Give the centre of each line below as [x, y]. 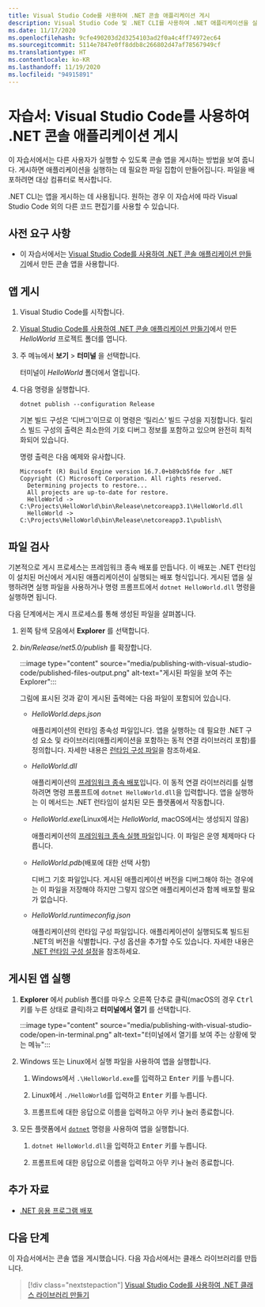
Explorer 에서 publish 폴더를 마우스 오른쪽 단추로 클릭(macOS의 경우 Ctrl [136, 999]
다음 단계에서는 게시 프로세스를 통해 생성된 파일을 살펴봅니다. [102, 614]
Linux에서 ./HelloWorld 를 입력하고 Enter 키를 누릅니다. [119, 1094]
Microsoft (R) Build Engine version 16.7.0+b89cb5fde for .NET [126, 472]
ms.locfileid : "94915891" [51, 75]
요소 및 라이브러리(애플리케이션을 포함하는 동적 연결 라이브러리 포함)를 [148, 740]
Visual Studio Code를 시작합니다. [72, 312]
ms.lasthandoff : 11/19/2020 [55, 67]
